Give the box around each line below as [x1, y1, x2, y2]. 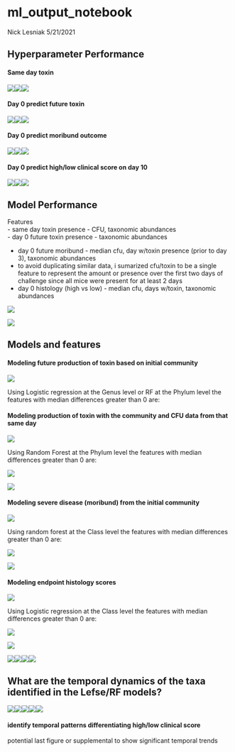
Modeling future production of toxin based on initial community [7, 358, 199, 367]
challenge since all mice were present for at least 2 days [17, 276, 183, 284]
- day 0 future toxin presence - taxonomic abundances [7, 232, 168, 241]
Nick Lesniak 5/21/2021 [7, 28, 76, 36]
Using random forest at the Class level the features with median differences [7, 527, 229, 536]
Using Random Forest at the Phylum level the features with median [7, 448, 202, 456]
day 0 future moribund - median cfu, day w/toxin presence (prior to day [17, 246, 227, 255]
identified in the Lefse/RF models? [7, 686, 162, 698]
